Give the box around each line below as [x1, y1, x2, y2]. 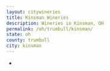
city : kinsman [6, 43, 42, 49]
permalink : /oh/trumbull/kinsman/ [6, 25, 94, 32]
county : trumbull [6, 37, 50, 43]
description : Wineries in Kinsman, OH [6, 20, 104, 26]
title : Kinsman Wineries [6, 15, 69, 21]
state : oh [6, 32, 31, 38]
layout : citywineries [6, 8, 61, 15]
